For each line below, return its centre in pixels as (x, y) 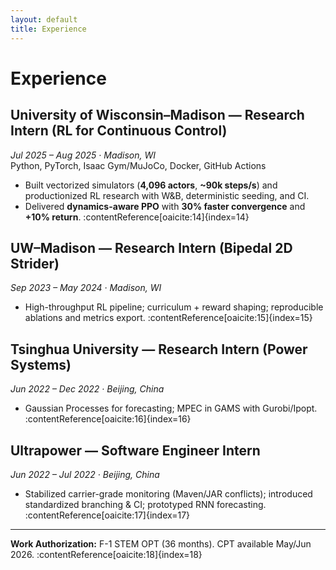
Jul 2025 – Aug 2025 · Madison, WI (83, 155)
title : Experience (48, 29)
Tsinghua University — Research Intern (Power (159, 349)
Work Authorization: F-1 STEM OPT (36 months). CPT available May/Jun (161, 543)
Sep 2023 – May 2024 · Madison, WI (86, 288)
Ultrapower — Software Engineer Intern (135, 450)
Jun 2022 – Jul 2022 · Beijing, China (85, 474)
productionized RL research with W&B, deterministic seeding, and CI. (167, 195)
